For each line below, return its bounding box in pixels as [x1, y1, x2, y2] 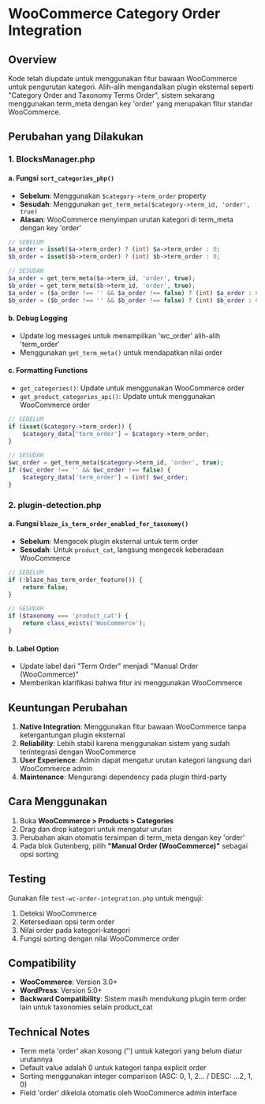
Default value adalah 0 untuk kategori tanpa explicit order [19, 1063, 207, 1072]
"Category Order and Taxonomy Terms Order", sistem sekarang [8, 91, 215, 99]
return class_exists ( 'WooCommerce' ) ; [22, 620, 147, 628]
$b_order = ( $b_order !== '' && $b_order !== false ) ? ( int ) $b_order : [8, 297, 252, 304]
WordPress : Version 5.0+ [19, 986, 103, 995]
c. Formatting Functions [8, 366, 88, 375]
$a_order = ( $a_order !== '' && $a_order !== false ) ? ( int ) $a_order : [8, 289, 252, 297]
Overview [8, 53, 58, 66]
